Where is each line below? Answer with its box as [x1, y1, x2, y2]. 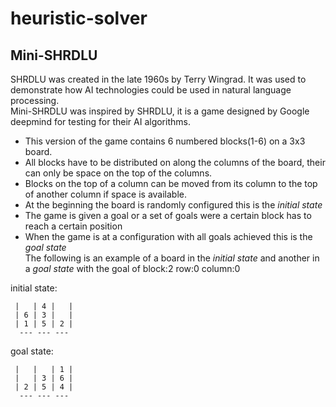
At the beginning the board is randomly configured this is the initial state [24, 199, 323, 211]
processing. [10, 95, 60, 106]
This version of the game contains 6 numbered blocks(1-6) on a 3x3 [24, 135, 306, 147]
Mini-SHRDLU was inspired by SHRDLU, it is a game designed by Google [10, 105, 310, 117]
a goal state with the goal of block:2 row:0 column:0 [24, 263, 241, 274]
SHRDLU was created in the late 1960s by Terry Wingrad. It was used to [10, 73, 307, 85]
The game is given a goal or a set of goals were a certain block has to [24, 210, 312, 221]
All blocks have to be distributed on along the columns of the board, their [24, 157, 326, 168]
